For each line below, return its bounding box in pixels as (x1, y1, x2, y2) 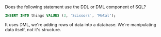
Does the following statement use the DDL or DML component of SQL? (5, 4, 146, 9)
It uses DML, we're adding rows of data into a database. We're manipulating (5, 21, 157, 28)
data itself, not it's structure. (5, 27, 62, 32)
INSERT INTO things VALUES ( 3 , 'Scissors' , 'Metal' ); (5, 13, 116, 18)
